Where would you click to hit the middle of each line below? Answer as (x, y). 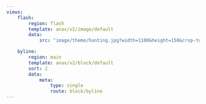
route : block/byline (76, 91)
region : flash (46, 23)
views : (15, 12)
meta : (46, 80)
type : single (67, 86)
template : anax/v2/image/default (71, 29)
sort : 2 (38, 69)
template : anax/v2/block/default (71, 63)
